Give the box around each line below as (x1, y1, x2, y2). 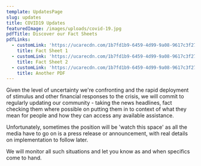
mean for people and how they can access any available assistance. (6, 112, 175, 119)
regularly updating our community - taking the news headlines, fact (6, 99, 172, 107)
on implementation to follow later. (6, 136, 89, 144)
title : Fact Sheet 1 (17, 48, 68, 54)
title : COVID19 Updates (6, 20, 66, 26)
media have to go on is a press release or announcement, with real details (6, 130, 188, 137)
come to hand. (6, 154, 42, 162)
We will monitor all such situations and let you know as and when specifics (6, 148, 190, 155)
